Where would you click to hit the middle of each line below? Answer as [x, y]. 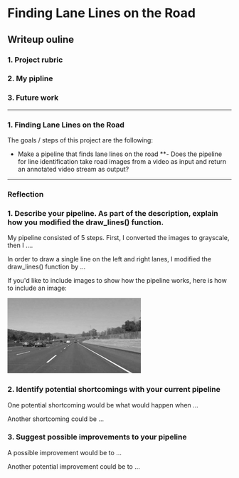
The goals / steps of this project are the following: [80, 140]
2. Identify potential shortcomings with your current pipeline [114, 390]
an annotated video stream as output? [73, 170]
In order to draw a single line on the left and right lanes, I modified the [110, 259]
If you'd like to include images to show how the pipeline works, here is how [117, 281]
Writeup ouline [41, 40]
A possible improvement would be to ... [65, 452]
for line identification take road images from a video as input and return [122, 162]
